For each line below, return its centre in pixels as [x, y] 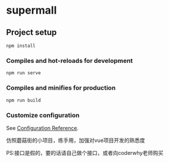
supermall [32, 10]
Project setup [32, 32]
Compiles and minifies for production [61, 88]
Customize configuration [43, 115]
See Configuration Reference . [42, 128]
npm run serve [24, 73]
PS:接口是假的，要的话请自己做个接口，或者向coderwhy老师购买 [85, 153]
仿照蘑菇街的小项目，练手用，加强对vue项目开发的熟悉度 [76, 140]
